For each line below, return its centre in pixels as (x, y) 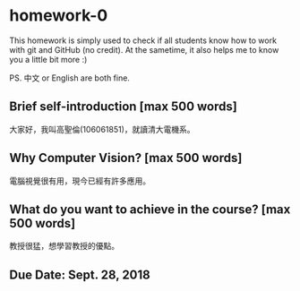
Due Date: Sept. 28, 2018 (80, 274)
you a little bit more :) (48, 59)
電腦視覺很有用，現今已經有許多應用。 (80, 181)
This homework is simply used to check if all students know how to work (143, 40)
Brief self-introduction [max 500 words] (123, 107)
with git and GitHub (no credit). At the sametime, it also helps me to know (144, 49)
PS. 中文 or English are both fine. (69, 78)
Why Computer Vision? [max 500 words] (126, 158)
